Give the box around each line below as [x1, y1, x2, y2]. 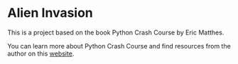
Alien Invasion [7, 5, 94, 21]
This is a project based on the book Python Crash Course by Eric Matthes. [7, 28, 225, 37]
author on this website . [7, 49, 75, 58]
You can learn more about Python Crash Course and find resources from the [7, 41, 231, 50]
